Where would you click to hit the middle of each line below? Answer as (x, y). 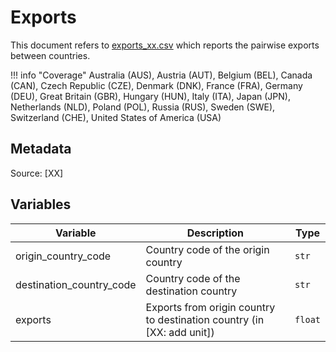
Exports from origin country (210, 307)
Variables (41, 204)
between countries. (50, 55)
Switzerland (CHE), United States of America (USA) (116, 117)
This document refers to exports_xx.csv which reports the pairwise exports (165, 45)
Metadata (41, 149)
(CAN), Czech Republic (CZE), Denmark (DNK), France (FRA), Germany (156, 85)
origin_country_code (63, 256)
